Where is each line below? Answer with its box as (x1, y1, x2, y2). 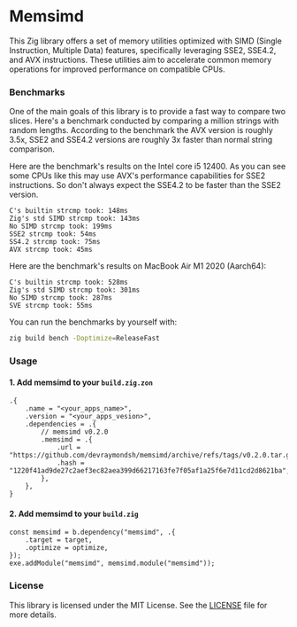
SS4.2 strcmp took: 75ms (9, 238, 101, 247)
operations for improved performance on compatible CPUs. (9, 64, 225, 74)
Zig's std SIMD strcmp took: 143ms (9, 215, 141, 223)
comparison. (9, 144, 56, 154)
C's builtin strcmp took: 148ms (9, 207, 128, 216)
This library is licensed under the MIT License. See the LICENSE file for (9, 600, 268, 610)
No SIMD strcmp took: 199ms (9, 222, 113, 231)
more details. (9, 609, 57, 620)
